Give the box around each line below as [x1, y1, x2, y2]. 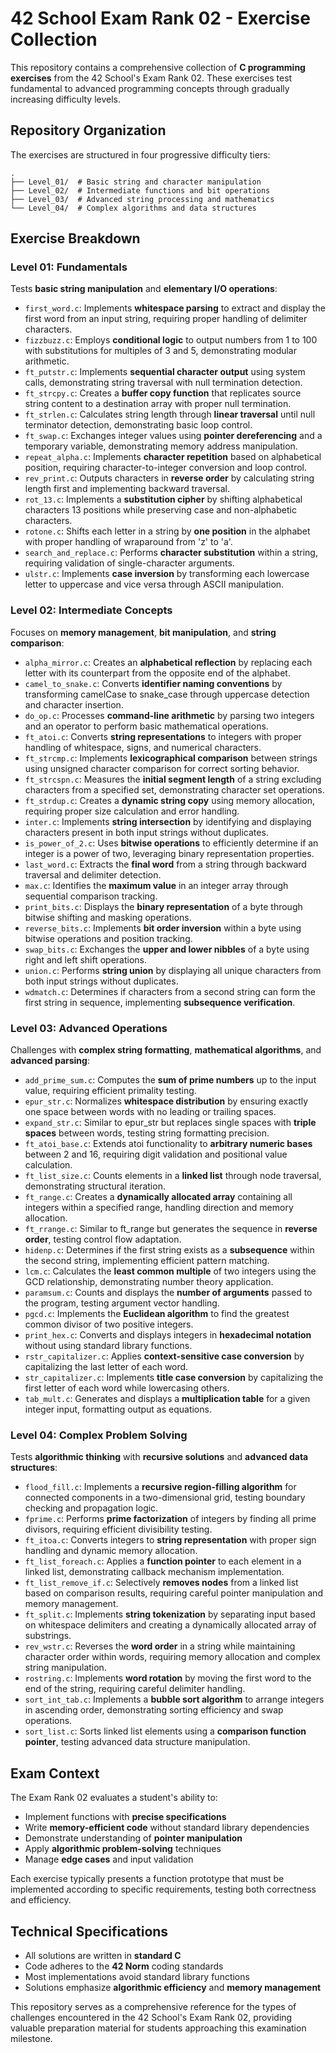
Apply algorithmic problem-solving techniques [24, 1843, 222, 1855]
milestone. [10, 2032, 53, 2044]
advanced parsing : [10, 1055, 90, 1067]
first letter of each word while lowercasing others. [24, 1382, 230, 1394]
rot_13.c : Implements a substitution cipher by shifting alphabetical [24, 493, 303, 506]
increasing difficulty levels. [10, 93, 121, 105]
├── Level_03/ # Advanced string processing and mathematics [10, 194, 275, 204]
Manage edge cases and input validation [24, 1853, 194, 1866]
